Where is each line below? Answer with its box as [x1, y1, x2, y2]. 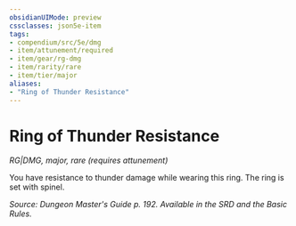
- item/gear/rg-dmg [9, 54, 82, 63]
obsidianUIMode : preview [9, 12, 102, 22]
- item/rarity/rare [9, 63, 82, 72]
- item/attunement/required [9, 46, 114, 55]
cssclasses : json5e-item [9, 21, 102, 30]
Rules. [9, 208, 33, 219]
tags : [9, 29, 29, 38]
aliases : [9, 79, 42, 88]
